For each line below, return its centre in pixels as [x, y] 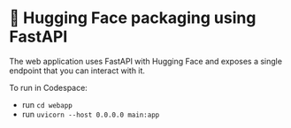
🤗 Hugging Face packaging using [133, 18]
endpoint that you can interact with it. [77, 71]
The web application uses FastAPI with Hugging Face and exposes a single [146, 61]
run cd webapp [47, 104]
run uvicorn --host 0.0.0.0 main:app [91, 114]
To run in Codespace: [49, 87]
